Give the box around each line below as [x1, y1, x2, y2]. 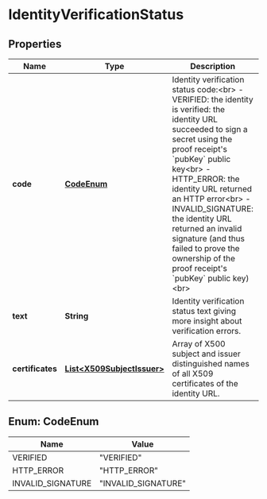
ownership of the [172, 253, 236, 264]
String [64, 311, 89, 321]
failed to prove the [172, 243, 240, 253]
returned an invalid [172, 223, 242, 234]
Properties [8, 37, 62, 51]
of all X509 [172, 368, 214, 379]
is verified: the [172, 104, 225, 114]
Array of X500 [172, 338, 226, 349]
